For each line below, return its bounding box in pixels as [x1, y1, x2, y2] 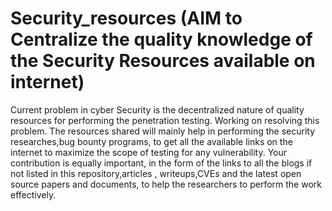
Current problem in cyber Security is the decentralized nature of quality [10, 103, 305, 116]
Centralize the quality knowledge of [10, 28, 313, 51]
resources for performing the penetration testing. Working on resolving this [10, 114, 320, 126]
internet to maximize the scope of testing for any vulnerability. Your [10, 146, 288, 158]
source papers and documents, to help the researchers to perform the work [10, 178, 322, 190]
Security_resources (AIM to [10, 7, 243, 30]
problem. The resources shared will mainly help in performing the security [10, 125, 315, 137]
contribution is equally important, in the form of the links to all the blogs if [10, 157, 313, 169]
